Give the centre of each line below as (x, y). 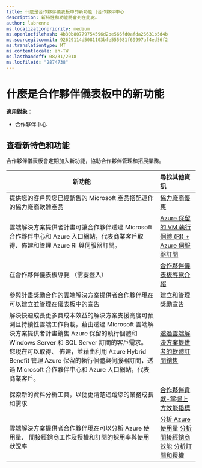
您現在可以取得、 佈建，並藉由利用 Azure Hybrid (78, 352)
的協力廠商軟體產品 (37, 207)
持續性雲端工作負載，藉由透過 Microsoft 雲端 (85, 325)
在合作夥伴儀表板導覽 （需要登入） (58, 275)
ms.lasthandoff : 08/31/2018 (41, 57)
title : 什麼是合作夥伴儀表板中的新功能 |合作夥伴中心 (66, 12)
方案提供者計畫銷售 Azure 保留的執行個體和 (77, 334)
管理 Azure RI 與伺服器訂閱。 (80, 246)
